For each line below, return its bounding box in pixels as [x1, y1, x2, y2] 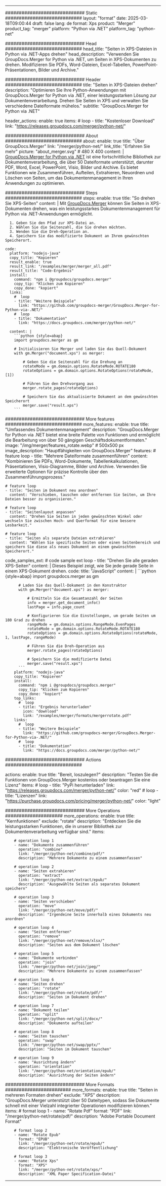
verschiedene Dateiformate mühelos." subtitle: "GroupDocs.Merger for [5, 103, 149, 109]
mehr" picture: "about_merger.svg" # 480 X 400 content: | [5, 148, 124, 154]
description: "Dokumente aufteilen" [18, 1021, 94, 1026]
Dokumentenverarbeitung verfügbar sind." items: [5, 829, 105, 835]
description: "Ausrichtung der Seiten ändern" [18, 1073, 116, 1078]
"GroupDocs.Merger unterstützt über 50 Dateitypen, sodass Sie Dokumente [5, 1098, 160, 1103]
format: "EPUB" [18, 1137, 50, 1142]
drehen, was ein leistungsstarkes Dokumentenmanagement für [32, 206, 161, 211]
